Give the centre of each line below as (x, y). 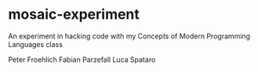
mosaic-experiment (74, 14)
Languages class (35, 44)
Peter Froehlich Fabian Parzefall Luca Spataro (82, 59)
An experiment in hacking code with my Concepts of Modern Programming (129, 36)
